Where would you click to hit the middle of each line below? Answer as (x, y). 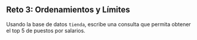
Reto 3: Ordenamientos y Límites (68, 10)
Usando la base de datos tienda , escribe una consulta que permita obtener (98, 24)
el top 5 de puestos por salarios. (46, 30)
